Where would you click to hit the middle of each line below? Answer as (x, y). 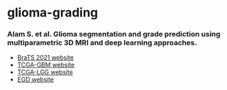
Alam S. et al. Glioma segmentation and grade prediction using (114, 34)
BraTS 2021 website (45, 58)
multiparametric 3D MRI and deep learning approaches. (102, 43)
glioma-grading (53, 13)
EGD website (36, 80)
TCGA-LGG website (45, 72)
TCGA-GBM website (46, 65)
